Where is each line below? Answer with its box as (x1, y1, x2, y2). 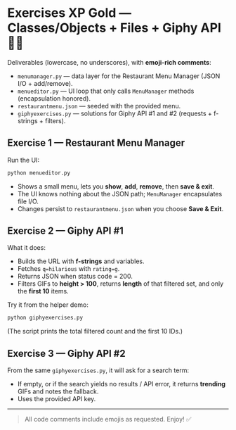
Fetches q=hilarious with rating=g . (17, 265, 120, 273)
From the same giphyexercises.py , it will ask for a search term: (7, 366, 190, 374)
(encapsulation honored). (17, 94, 91, 103)
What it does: (7, 244, 46, 252)
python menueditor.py (7, 169, 71, 177)
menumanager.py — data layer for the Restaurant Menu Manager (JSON (17, 72, 221, 80)
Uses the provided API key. (17, 395, 96, 403)
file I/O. (17, 197, 39, 205)
